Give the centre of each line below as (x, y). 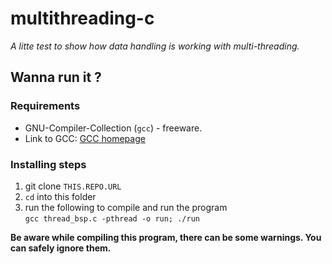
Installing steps (48, 164)
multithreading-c (82, 18)
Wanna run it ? (56, 77)
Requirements (45, 106)
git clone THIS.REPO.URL (73, 186)
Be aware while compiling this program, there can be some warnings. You (166, 237)
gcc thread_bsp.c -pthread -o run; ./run (112, 218)
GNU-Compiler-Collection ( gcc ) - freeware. (113, 128)
